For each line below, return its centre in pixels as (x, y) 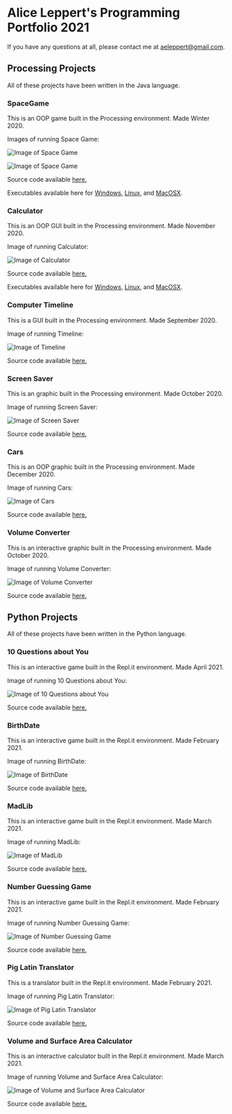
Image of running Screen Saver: (53, 406)
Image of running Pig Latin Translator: (61, 996)
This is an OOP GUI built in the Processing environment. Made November (111, 226)
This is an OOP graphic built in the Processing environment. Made (101, 467)
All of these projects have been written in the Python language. (97, 634)
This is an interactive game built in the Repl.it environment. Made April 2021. (116, 667)
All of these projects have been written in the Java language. (93, 85)
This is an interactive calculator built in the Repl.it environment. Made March (116, 1056)
